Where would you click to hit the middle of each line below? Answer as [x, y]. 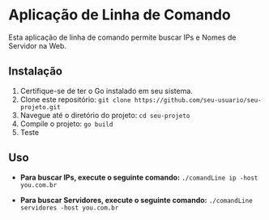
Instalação [36, 72]
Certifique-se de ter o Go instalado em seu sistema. [106, 91]
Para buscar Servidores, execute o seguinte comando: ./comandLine [136, 200]
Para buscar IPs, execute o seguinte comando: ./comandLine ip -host [139, 177]
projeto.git [40, 107]
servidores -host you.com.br [69, 208]
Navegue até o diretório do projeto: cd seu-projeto [105, 115]
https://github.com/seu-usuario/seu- [198, 100]
